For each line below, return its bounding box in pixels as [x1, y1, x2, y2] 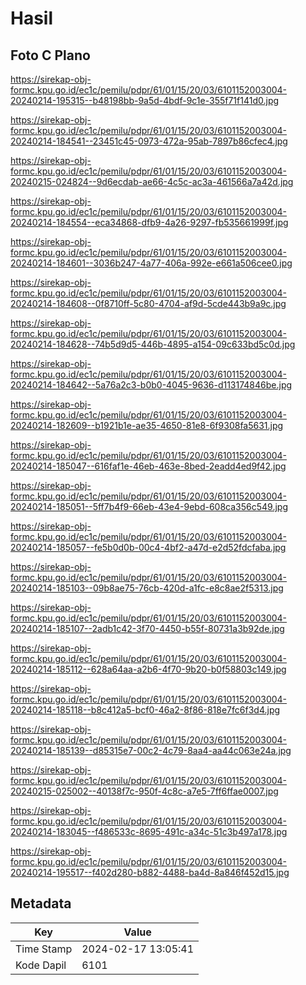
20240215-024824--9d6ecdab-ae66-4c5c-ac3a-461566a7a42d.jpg [10, 176, 294, 187]
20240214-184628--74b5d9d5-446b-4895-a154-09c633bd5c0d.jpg [10, 338, 296, 350]
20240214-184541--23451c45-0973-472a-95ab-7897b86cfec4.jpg [10, 135, 288, 147]
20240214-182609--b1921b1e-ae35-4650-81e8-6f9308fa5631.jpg [10, 420, 284, 431]
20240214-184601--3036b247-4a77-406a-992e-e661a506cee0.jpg [10, 257, 293, 269]
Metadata [10, 895, 72, 912]
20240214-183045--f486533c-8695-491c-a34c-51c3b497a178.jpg [10, 826, 288, 837]
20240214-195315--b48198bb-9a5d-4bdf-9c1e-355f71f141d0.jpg [10, 95, 280, 106]
